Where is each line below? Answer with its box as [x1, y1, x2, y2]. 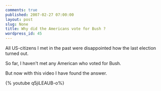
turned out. [5, 50, 29, 56]
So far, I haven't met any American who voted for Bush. [5, 60, 121, 66]
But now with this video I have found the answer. [5, 70, 108, 76]
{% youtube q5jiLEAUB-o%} [5, 80, 65, 86]
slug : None [5, 21, 29, 27]
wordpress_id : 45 [5, 31, 42, 36]
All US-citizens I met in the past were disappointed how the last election [5, 45, 156, 51]
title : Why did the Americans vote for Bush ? [5, 26, 106, 32]
